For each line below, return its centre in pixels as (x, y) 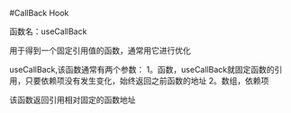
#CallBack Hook (39, 13)
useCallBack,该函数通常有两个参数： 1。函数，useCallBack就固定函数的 (142, 70)
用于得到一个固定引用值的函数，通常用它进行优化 (100, 50)
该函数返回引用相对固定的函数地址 (73, 100)
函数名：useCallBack (48, 31)
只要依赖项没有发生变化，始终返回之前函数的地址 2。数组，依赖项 (147, 81)
